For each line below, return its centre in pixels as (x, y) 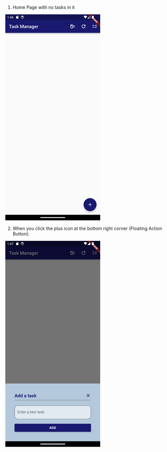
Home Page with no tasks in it (44, 7)
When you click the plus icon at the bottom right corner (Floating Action (87, 228)
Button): (21, 234)
